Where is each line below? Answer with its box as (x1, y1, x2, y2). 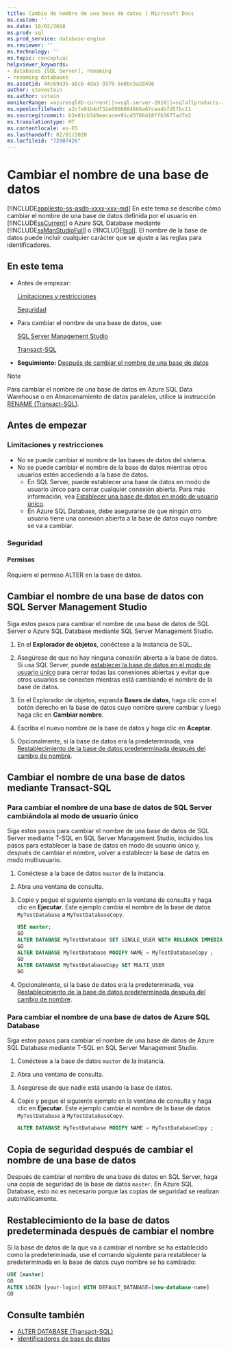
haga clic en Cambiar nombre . (16, 711, 104, 719)
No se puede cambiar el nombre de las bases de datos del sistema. (16, 455, 207, 464)
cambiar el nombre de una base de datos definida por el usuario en (7, 212, 197, 220)
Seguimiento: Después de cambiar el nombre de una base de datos (16, 358, 209, 367)
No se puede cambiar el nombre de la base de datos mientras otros (16, 463, 207, 471)
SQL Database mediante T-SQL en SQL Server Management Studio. (7, 1044, 199, 1052)
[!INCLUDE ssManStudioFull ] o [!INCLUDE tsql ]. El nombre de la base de (7, 226, 207, 235)
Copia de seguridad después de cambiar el (7, 1143, 194, 1156)
